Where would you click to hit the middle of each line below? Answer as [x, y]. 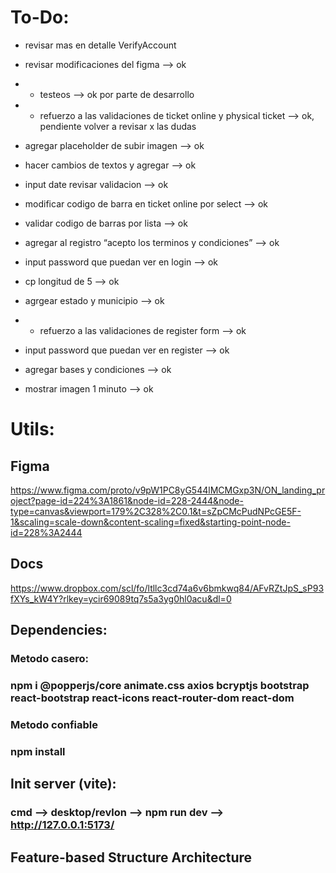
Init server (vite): [63, 784]
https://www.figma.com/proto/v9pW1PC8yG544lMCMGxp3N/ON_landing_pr [168, 490]
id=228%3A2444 [46, 532]
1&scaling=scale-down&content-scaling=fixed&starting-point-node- [150, 522]
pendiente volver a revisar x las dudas [118, 126]
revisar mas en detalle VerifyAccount [100, 45]
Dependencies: [59, 630]
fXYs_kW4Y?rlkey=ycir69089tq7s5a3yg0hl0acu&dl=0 [121, 598]
